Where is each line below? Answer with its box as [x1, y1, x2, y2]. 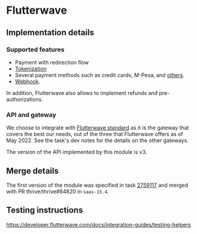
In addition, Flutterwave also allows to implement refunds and [6, 89, 158, 96]
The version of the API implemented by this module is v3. [6, 149, 147, 156]
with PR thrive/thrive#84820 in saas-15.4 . [6, 187, 110, 195]
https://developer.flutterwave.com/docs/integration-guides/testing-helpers [6, 221, 192, 228]
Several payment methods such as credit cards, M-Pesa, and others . [14, 71, 184, 78]
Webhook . [14, 78, 41, 85]
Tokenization [14, 65, 47, 72]
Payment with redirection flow [14, 59, 89, 66]
